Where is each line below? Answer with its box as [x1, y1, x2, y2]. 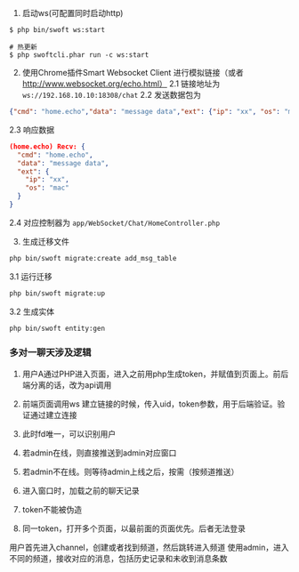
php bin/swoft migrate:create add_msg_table [9, 254, 177, 262]
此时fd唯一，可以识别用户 [21, 428, 117, 439]
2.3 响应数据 [9, 124, 55, 135]
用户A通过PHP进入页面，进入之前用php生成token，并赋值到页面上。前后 [21, 368, 289, 379]
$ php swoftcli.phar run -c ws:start [9, 51, 149, 60]
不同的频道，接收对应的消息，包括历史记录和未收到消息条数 [9, 552, 228, 563]
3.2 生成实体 [9, 306, 55, 317]
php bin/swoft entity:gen [9, 324, 105, 333]
